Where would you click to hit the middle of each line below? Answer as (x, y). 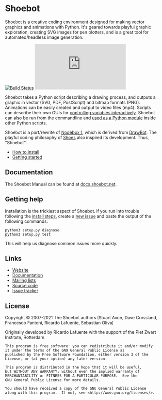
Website (20, 270)
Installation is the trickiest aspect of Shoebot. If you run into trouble (72, 211)
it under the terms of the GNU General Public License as (65, 351)
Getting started (27, 157)
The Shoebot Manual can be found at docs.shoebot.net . (61, 184)
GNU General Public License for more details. (53, 380)
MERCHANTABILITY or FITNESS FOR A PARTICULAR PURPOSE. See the (71, 376)
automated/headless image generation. (44, 37)
